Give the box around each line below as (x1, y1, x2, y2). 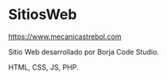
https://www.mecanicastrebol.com (8, 32, 122, 41)
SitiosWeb (8, 6, 77, 24)
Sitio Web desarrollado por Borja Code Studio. (8, 47, 159, 56)
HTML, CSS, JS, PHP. (8, 62, 79, 72)
